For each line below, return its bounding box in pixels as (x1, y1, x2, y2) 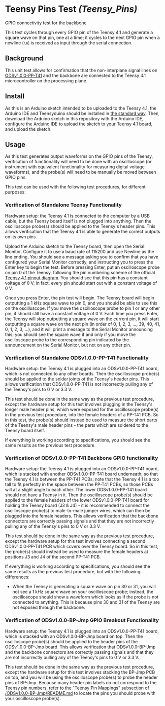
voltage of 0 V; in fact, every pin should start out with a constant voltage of (5, 280, 157, 286)
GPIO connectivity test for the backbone (5, 20, 87, 26)
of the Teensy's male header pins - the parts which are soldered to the (5, 422, 149, 428)
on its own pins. (5, 233, 37, 240)
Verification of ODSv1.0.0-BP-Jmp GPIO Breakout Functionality (5, 617, 159, 624)
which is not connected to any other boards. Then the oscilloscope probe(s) (5, 371, 160, 376)
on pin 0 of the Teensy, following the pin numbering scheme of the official (5, 269, 155, 275)
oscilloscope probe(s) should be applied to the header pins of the (5, 638, 138, 644)
